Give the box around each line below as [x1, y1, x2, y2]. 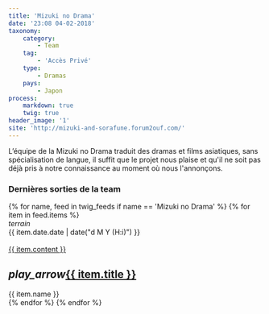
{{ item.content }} [8, 245, 67, 254]
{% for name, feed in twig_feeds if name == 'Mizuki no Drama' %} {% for [8, 202, 250, 212]
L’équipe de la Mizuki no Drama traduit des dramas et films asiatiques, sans [8, 146, 259, 155]
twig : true [23, 109, 60, 118]
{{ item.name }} [8, 289, 60, 299]
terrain [8, 219, 31, 229]
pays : [23, 79, 42, 87]
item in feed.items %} [8, 210, 80, 220]
